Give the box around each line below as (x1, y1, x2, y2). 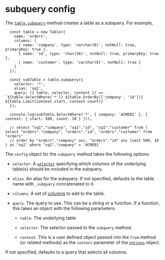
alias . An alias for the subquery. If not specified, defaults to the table (12, 175, 154, 182)
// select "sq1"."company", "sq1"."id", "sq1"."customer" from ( (9, 125, 148, 130)
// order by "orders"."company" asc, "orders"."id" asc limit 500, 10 (9, 138, 159, 143)
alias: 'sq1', (14, 86, 43, 91)
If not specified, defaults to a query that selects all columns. (5, 249, 128, 255)
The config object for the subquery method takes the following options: (5, 151, 150, 157)
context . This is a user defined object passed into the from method (19, 234, 156, 240)
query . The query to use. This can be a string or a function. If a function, (12, 200, 160, 206)
